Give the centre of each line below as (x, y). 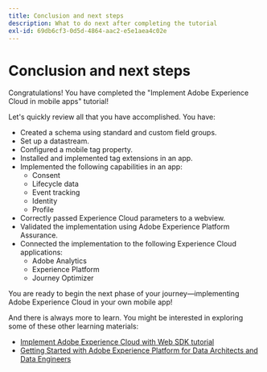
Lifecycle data (55, 184)
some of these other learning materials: (74, 326)
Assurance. (39, 235)
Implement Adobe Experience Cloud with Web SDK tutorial (117, 342)
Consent (46, 176)
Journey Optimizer (63, 278)
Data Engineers (45, 359)
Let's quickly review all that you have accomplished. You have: (112, 117)
